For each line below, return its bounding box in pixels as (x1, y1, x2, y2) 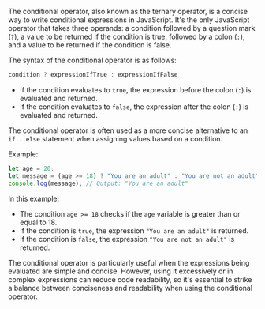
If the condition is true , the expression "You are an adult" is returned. (19, 225, 249, 236)
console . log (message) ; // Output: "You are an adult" (8, 179, 189, 187)
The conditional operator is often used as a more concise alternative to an (8, 126, 248, 135)
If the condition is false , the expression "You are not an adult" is (19, 234, 235, 243)
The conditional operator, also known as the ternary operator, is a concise (8, 7, 248, 16)
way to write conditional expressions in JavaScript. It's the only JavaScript (8, 15, 250, 24)
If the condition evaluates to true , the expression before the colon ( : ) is (19, 85, 252, 94)
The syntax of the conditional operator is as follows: (8, 55, 177, 65)
